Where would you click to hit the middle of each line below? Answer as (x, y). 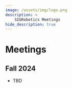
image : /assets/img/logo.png (36, 10)
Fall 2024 (21, 68)
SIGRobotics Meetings (37, 19)
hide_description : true (31, 24)
